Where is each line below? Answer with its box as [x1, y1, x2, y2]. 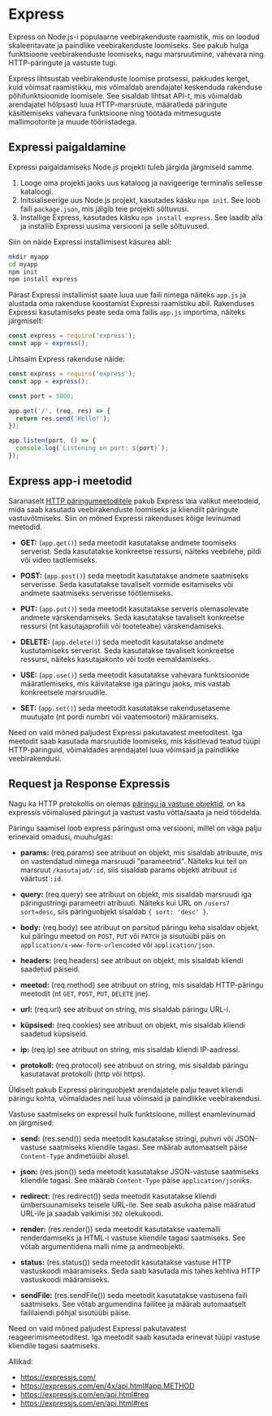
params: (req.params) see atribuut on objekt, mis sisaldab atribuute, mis [19, 848, 263, 857]
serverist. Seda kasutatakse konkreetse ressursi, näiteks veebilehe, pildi [19, 546, 261, 556]
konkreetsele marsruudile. [19, 687, 108, 697]
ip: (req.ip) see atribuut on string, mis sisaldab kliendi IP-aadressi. [19, 1044, 240, 1054]
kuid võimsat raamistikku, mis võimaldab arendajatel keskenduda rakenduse [8, 82, 262, 92]
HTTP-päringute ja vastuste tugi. [8, 58, 118, 68]
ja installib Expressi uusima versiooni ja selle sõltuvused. [19, 221, 209, 230]
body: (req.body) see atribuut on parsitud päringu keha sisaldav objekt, [19, 922, 260, 932]
